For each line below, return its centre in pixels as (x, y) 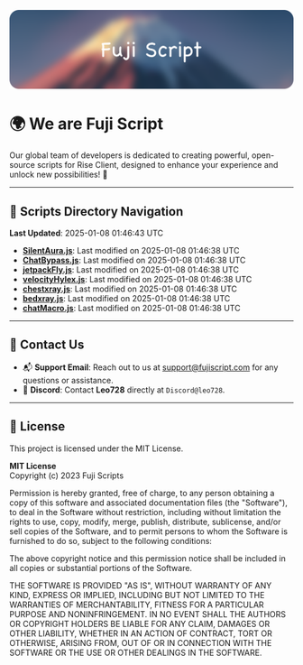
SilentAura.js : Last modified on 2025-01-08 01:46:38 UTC (131, 251)
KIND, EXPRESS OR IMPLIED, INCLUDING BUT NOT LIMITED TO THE (137, 595)
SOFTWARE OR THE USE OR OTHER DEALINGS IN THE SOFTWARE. (136, 652)
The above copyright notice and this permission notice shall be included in (147, 558)
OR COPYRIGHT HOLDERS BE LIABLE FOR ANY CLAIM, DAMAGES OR (140, 623)
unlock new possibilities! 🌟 (59, 175)
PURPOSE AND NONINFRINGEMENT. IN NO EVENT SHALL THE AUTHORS (148, 614)
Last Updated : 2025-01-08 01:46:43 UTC (87, 233)
